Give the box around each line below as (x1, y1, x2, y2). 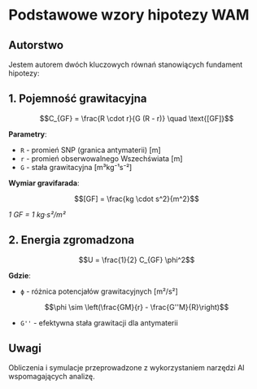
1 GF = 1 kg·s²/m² (8, 209, 67, 219)
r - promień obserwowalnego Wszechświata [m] (20, 153, 183, 164)
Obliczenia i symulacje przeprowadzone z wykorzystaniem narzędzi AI (8, 363, 246, 373)
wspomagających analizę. (8, 372, 95, 382)
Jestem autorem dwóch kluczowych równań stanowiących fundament (8, 59, 243, 69)
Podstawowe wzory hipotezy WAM (8, 6, 250, 24)
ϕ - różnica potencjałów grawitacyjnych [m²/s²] (20, 286, 179, 296)
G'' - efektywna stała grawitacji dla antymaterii (20, 317, 179, 327)
